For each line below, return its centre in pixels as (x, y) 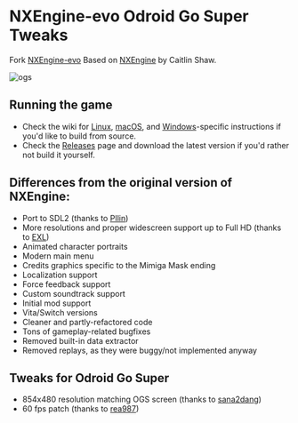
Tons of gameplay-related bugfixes (86, 331)
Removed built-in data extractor (81, 340)
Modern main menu (58, 256)
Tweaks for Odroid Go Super (89, 378)
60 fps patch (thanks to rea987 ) (81, 409)
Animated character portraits (75, 246)
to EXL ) (36, 236)
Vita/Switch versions (60, 312)
